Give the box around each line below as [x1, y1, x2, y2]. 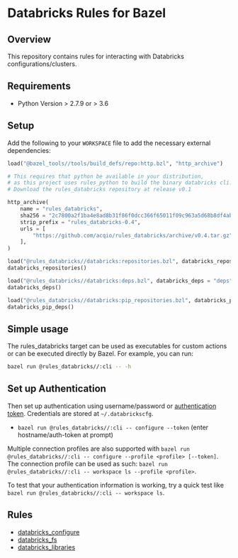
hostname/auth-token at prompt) [17, 430, 113, 439]
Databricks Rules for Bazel [7, 5, 166, 21]
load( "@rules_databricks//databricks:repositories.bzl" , [7, 258, 179, 265]
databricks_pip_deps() [7, 304, 74, 311]
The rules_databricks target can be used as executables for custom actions [7, 342, 227, 350]
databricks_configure [17, 527, 80, 536]
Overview [7, 33, 52, 45]
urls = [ [20, 225, 46, 232]
